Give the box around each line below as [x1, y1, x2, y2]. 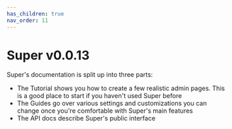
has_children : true [6, 10, 65, 18]
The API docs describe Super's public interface [16, 114, 156, 123]
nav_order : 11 [6, 17, 49, 24]
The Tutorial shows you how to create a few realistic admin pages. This [16, 84, 225, 92]
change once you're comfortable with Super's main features [16, 106, 193, 115]
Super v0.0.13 [6, 47, 90, 63]
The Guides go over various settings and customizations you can [16, 99, 207, 108]
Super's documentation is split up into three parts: [6, 70, 153, 79]
